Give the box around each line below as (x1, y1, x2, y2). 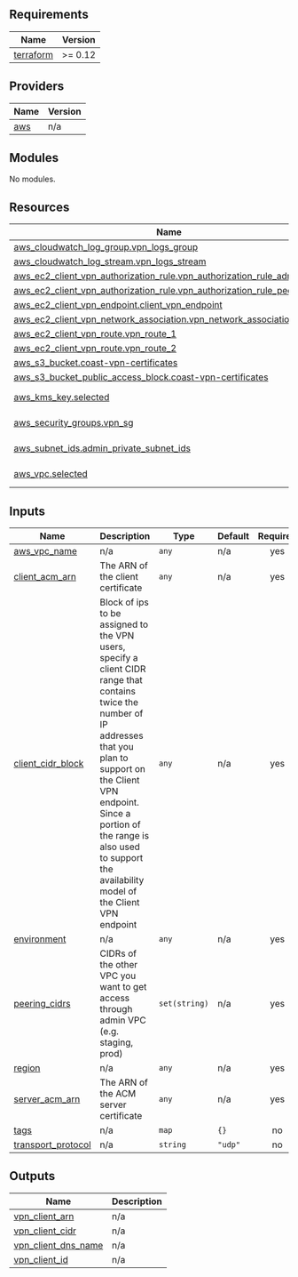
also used (99, 840, 140, 853)
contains (99, 685, 136, 697)
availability (99, 874, 145, 887)
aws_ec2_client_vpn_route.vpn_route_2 (13, 342, 177, 355)
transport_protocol (13, 1138, 91, 1151)
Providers (9, 79, 65, 94)
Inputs (9, 503, 46, 518)
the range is (99, 830, 149, 842)
